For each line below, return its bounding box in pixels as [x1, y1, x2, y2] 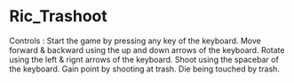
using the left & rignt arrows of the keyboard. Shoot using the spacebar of [9, 54, 280, 64]
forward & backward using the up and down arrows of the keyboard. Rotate [9, 44, 285, 55]
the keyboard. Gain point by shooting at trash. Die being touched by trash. [9, 64, 280, 74]
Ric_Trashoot [9, 6, 108, 26]
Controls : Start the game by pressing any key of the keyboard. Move [9, 35, 262, 46]
